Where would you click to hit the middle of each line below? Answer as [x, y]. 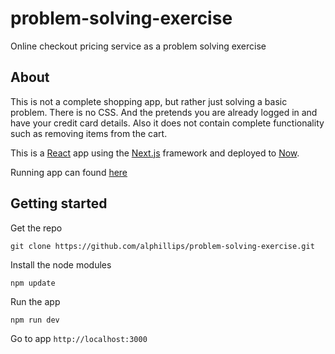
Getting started [59, 203]
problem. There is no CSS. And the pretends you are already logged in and [164, 112]
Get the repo [36, 228]
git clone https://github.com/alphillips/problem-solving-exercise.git [162, 246]
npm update [33, 283]
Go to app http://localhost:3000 [79, 338]
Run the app [35, 301]
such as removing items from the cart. [89, 133]
